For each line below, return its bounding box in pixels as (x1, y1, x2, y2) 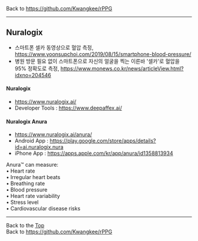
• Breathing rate (6, 180, 45, 187)
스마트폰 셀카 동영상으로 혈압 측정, (14, 44, 94, 51)
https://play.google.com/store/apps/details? (49, 137, 156, 144)
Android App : (14, 137, 49, 144)
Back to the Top (6, 222, 45, 229)
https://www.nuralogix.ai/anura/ (14, 131, 93, 138)
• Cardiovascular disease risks (6, 205, 81, 212)
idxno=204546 (14, 71, 51, 78)
